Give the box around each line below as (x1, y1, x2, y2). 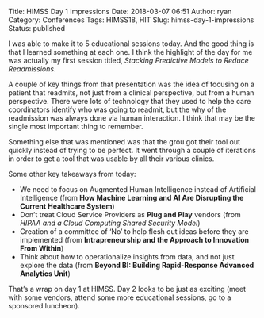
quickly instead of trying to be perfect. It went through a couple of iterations (8, 146, 256, 155)
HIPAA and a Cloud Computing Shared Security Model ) (19, 218, 201, 228)
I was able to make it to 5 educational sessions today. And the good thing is (8, 39, 254, 48)
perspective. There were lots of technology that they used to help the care (8, 97, 251, 105)
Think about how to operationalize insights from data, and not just (19, 252, 235, 261)
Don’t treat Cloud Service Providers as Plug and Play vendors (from (19, 210, 242, 219)
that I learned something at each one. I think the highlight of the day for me (8, 48, 253, 56)
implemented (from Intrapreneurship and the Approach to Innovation (19, 236, 250, 244)
